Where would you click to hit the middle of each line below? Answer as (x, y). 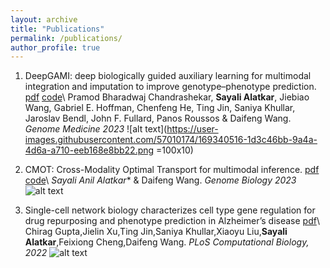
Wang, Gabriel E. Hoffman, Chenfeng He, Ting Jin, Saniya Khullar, (160, 108)
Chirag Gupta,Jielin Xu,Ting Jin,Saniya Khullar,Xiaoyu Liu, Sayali (156, 232)
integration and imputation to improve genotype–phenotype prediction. (170, 87)
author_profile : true (55, 47)
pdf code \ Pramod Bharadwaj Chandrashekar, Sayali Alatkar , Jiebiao (167, 97)
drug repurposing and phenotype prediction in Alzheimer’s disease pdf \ (172, 221)
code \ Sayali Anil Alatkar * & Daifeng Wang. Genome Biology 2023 (160, 180)
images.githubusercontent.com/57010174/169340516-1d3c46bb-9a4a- (171, 140)
